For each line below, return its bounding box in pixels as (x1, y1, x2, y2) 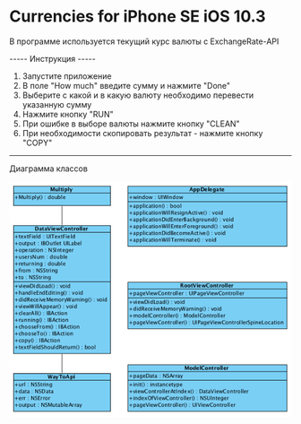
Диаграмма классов (9, 163, 88, 174)
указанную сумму (21, 99, 92, 109)
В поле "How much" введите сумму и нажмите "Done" (21, 80, 231, 91)
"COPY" (21, 137, 53, 148)
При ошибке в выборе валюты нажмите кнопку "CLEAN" (21, 118, 240, 129)
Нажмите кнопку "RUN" (21, 108, 114, 119)
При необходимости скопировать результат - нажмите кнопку (21, 127, 263, 138)
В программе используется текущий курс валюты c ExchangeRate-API (9, 36, 279, 47)
